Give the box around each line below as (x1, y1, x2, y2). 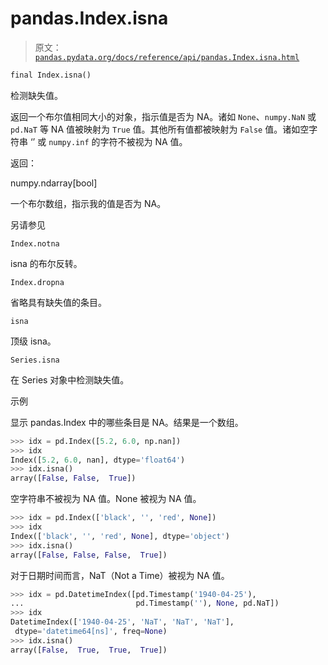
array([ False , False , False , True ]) (10, 550, 168, 560)
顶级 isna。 (10, 335, 57, 347)
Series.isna (10, 355, 60, 365)
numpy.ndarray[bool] (10, 177, 98, 189)
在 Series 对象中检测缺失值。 (10, 373, 130, 386)
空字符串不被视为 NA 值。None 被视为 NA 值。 (10, 493, 202, 505)
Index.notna (10, 238, 60, 249)
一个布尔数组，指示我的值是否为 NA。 (10, 197, 167, 209)
